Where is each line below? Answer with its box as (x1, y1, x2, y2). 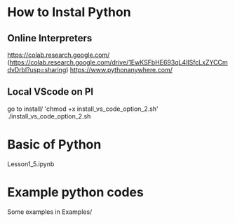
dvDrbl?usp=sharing (7, 66, 67, 74)
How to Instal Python (7, 4, 131, 20)
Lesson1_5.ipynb (7, 159, 55, 168)
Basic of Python (7, 137, 102, 152)
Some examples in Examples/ (7, 208, 93, 216)
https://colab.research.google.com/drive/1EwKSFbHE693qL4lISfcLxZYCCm (9, 58, 228, 67)
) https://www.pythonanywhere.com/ (65, 66, 173, 74)
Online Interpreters (7, 32, 93, 44)
